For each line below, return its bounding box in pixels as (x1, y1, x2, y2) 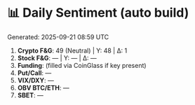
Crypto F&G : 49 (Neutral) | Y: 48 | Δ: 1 (17, 46, 128, 55)
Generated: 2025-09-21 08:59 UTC (7, 32, 109, 41)
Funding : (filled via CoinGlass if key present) (17, 61, 147, 69)
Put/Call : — (17, 69, 52, 77)
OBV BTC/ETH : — (17, 83, 70, 92)
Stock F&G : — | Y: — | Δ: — (17, 53, 97, 62)
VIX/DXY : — (17, 76, 54, 84)
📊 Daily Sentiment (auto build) (7, 5, 189, 21)
